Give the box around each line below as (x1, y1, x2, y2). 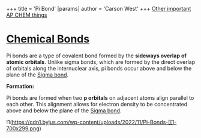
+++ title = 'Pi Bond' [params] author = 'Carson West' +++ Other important (6, 5, 191, 12)
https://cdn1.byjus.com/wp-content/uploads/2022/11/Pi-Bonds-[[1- (11, 118, 177, 125)
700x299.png (6, 125, 40, 132)
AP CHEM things (6, 11, 47, 19)
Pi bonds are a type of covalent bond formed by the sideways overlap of (6, 52, 187, 59)
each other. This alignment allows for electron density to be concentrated (6, 100, 188, 108)
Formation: (6, 82, 35, 90)
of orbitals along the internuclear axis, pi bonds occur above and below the (6, 65, 192, 72)
